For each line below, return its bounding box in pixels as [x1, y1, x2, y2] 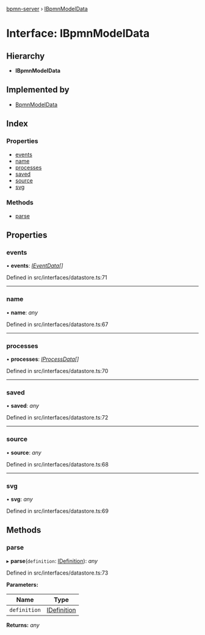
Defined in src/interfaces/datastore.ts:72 [6, 414, 109, 421]
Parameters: [6, 581, 38, 588]
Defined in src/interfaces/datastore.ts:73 [6, 569, 109, 576]
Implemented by [6, 85, 70, 95]
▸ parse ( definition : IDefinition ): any [6, 557, 98, 564]
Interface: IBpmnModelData [6, 27, 150, 40]
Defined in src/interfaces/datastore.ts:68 [6, 460, 109, 468]
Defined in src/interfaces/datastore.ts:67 [6, 321, 109, 328]
